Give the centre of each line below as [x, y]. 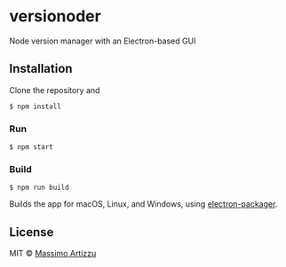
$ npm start [31, 147]
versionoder [56, 16]
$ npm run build [39, 188]
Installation [41, 69]
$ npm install [36, 106]
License [32, 232]
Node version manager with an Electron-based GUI [103, 41]
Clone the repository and [55, 90]
